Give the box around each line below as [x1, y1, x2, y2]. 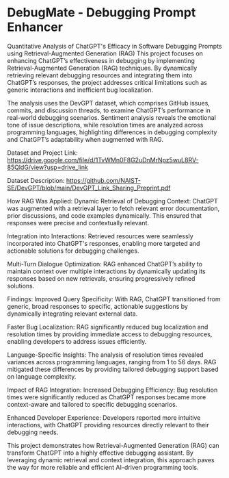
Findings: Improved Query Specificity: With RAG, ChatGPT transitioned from [7, 294, 221, 303]
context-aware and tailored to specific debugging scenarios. [7, 400, 178, 408]
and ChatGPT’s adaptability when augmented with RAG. [7, 135, 164, 143]
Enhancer [7, 19, 64, 35]
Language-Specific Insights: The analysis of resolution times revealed [7, 351, 204, 359]
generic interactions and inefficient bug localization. [7, 86, 154, 94]
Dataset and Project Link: [7, 149, 78, 157]
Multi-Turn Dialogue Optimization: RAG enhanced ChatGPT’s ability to [7, 260, 203, 268]
